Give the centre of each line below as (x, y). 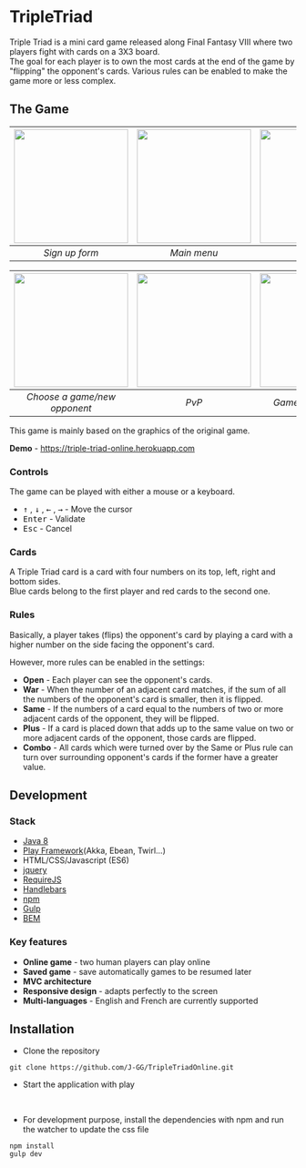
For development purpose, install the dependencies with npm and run (153, 1120)
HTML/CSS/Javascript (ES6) (76, 860)
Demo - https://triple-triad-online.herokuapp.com (102, 448)
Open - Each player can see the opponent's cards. (117, 679)
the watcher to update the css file (86, 1130)
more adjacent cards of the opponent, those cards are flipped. (139, 737)
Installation (42, 1029)
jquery (35, 870)
